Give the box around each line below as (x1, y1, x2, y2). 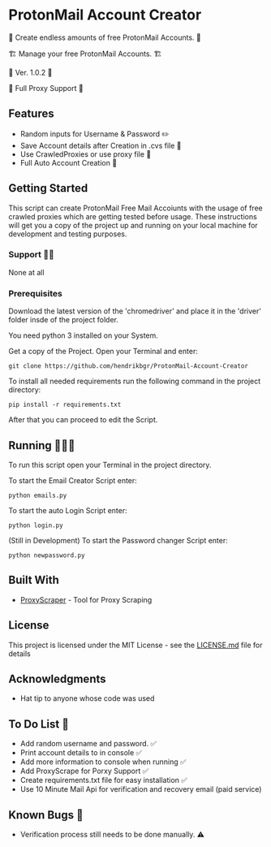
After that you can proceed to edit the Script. (8, 415, 158, 425)
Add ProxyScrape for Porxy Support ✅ (19, 766, 149, 776)
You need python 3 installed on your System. (8, 331, 158, 340)
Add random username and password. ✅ (19, 739, 157, 749)
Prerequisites (8, 287, 62, 299)
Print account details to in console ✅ (19, 748, 143, 758)
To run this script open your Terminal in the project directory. (8, 460, 212, 469)
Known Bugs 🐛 (8, 808, 84, 822)
